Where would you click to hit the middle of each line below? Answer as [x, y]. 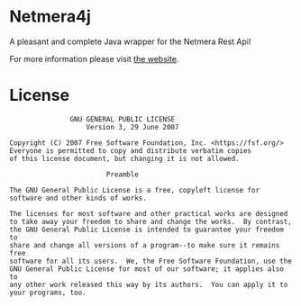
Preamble [123, 174]
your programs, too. [48, 292]
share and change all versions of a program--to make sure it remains [145, 245]
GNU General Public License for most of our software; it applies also [146, 269]
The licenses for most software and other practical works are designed [149, 213]
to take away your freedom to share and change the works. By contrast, [151, 221]
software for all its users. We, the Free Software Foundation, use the [151, 261]
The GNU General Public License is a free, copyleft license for [134, 190]
